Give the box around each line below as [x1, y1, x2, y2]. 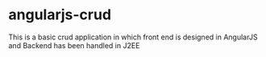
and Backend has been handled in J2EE [8, 40, 140, 50]
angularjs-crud [8, 6, 111, 24]
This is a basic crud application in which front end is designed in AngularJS [8, 32, 258, 42]
